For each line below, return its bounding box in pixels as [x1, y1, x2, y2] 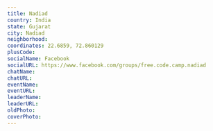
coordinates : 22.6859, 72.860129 [7, 42, 104, 49]
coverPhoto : [7, 113, 42, 120]
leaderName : [7, 94, 42, 101]
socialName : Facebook [7, 55, 70, 62]
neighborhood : [7, 36, 49, 43]
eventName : [7, 81, 39, 88]
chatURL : [7, 74, 33, 82]
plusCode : [7, 49, 36, 56]
